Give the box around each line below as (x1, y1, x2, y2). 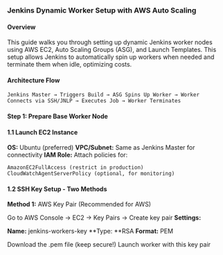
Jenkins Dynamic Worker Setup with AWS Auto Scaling (7, 6, 197, 15)
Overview (7, 23, 36, 31)
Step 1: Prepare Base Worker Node (7, 112, 109, 120)
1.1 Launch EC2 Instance (7, 127, 78, 137)
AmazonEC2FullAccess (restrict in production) (7, 164, 144, 171)
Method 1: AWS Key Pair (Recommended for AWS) (7, 200, 151, 209)
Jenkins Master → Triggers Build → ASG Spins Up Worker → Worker (7, 91, 199, 98)
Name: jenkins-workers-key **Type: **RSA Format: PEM (7, 227, 174, 236)
